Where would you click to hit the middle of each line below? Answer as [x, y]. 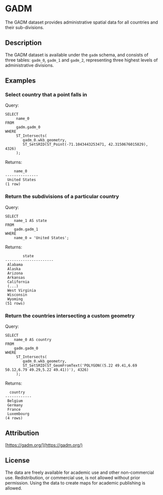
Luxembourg [18, 414]
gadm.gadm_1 [26, 229]
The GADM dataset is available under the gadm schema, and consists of [77, 55]
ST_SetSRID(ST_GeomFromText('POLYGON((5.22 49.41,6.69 [80, 366]
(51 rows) [15, 303]
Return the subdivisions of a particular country [62, 196]
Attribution [22, 433]
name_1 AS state [31, 220]
